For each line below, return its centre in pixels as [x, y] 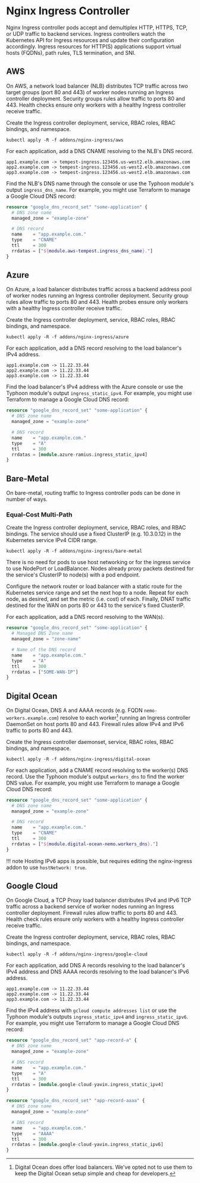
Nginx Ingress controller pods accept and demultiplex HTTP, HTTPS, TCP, [97, 27]
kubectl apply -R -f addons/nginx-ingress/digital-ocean [78, 759]
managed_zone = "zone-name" [46, 639]
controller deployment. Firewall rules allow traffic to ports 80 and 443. [92, 913]
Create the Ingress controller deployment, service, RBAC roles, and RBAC [96, 528]
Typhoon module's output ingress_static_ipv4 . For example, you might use [99, 393]
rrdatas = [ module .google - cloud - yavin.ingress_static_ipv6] [87, 1145]
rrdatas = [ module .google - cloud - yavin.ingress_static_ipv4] [87, 1084]
